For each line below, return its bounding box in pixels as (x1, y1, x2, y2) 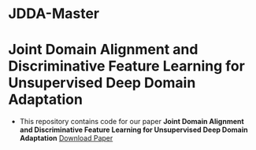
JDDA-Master (8, 5, 100, 23)
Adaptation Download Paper (19, 134, 113, 143)
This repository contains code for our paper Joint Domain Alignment (19, 117, 244, 126)
